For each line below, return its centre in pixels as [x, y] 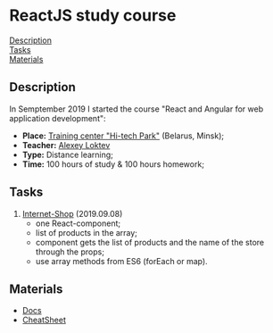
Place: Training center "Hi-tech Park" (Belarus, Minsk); [123, 136]
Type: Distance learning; [68, 154]
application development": [58, 118]
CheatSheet [44, 320]
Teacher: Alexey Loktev [66, 145]
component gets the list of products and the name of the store [150, 242]
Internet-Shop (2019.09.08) [72, 213]
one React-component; [78, 223]
